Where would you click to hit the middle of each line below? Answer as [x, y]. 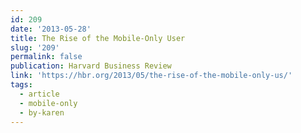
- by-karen [42, 112]
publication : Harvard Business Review [91, 66]
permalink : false [46, 57]
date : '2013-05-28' [51, 29]
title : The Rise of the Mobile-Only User [98, 38]
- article [39, 94]
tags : [21, 85]
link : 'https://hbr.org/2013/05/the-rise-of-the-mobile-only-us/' [151, 76]
